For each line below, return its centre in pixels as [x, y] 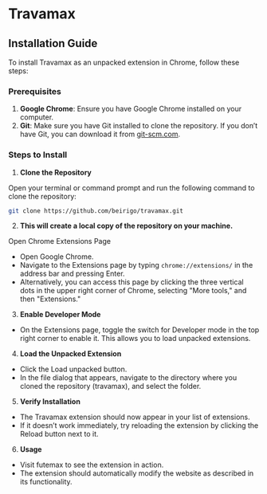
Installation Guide [53, 43]
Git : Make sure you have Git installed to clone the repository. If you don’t [139, 126]
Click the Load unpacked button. [73, 369]
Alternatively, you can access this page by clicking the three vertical [132, 282]
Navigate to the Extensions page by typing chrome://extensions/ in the [136, 265]
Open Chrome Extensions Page [60, 241]
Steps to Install [38, 155]
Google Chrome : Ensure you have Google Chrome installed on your [130, 109]
